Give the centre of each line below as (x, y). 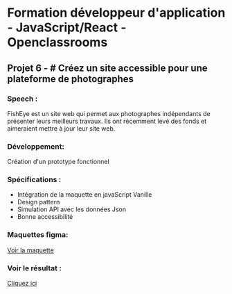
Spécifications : (34, 180)
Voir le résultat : (35, 268)
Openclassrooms (57, 42)
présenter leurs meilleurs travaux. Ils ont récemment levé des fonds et (107, 121)
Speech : (23, 99)
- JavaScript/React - (67, 27)
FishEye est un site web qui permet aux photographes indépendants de (109, 113)
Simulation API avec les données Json (72, 209)
